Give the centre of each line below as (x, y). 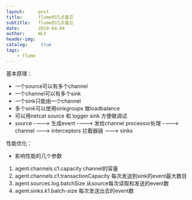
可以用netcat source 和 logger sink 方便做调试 (71, 116)
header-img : (21, 39)
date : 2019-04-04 (36, 28)
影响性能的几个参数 (38, 155)
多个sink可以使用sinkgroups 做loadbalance (67, 108)
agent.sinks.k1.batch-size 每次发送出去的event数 (74, 191)
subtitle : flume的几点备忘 (40, 23)
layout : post (28, 12)
